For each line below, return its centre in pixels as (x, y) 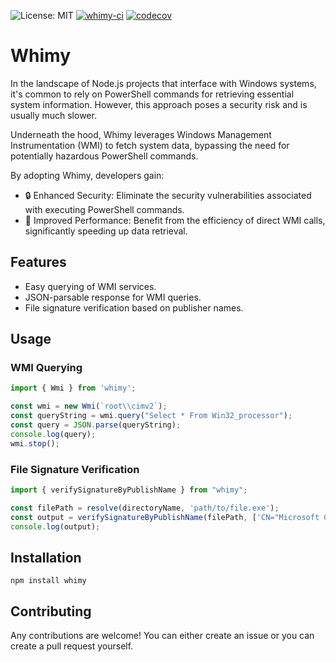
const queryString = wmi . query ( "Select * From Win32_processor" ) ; (151, 416)
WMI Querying (46, 368)
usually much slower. (53, 115)
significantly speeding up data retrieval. (106, 231)
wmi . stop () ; (35, 443)
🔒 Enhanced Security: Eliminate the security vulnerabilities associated (168, 195)
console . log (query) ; (53, 434)
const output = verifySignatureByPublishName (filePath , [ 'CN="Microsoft (165, 517)
